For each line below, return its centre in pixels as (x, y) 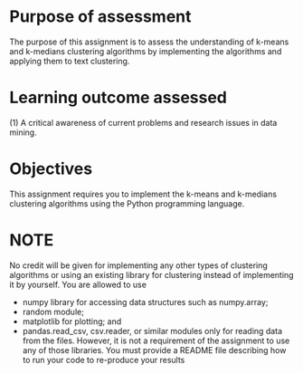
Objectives (51, 169)
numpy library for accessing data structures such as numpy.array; (145, 302)
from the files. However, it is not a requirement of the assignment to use (156, 340)
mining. (24, 132)
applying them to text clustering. (70, 61)
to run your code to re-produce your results (104, 360)
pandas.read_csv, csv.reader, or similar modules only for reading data (152, 331)
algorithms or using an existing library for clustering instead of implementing (151, 274)
